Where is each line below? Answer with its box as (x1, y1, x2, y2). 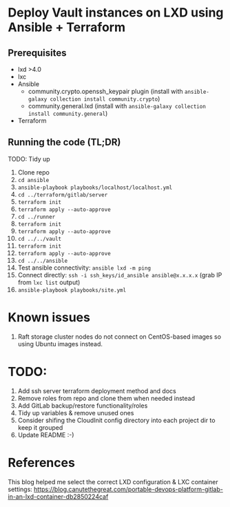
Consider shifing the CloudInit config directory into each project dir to (17, 416, 216, 424)
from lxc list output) (17, 278, 81, 286)
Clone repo (17, 168, 50, 177)
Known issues (8, 310, 90, 325)
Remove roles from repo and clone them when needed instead (17, 394, 196, 402)
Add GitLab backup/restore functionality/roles (17, 401, 148, 410)
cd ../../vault (17, 235, 62, 242)
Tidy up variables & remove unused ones (17, 408, 134, 417)
